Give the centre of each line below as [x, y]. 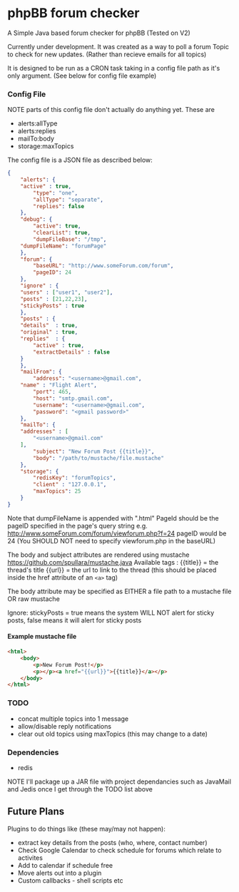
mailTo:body [36, 139]
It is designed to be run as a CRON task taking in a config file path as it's [114, 68]
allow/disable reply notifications [65, 726]
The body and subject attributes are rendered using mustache [99, 555]
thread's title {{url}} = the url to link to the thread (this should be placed [112, 570]
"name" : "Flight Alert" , [59, 385]
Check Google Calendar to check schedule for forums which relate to [119, 850]
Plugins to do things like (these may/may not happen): [86, 829]
